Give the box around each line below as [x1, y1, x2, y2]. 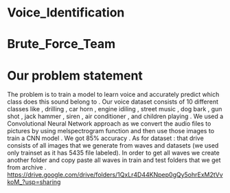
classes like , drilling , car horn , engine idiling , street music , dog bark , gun [7, 105, 222, 113]
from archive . [7, 163, 47, 172]
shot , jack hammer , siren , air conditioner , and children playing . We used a [7, 112, 224, 121]
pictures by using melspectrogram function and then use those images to [7, 127, 215, 135]
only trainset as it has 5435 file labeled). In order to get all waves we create [7, 149, 220, 157]
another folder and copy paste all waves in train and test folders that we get [7, 156, 221, 164]
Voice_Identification [7, 5, 125, 21]
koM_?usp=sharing [7, 178, 61, 186]
